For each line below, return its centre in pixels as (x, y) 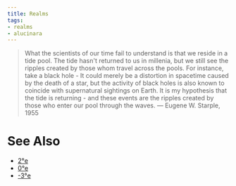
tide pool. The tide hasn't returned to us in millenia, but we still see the (126, 61)
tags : (15, 20)
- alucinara (25, 33)
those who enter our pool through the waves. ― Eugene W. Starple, (122, 105)
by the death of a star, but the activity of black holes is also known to (124, 83)
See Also (34, 141)
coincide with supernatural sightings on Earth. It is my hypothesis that (126, 91)
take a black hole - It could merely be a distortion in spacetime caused (126, 76)
